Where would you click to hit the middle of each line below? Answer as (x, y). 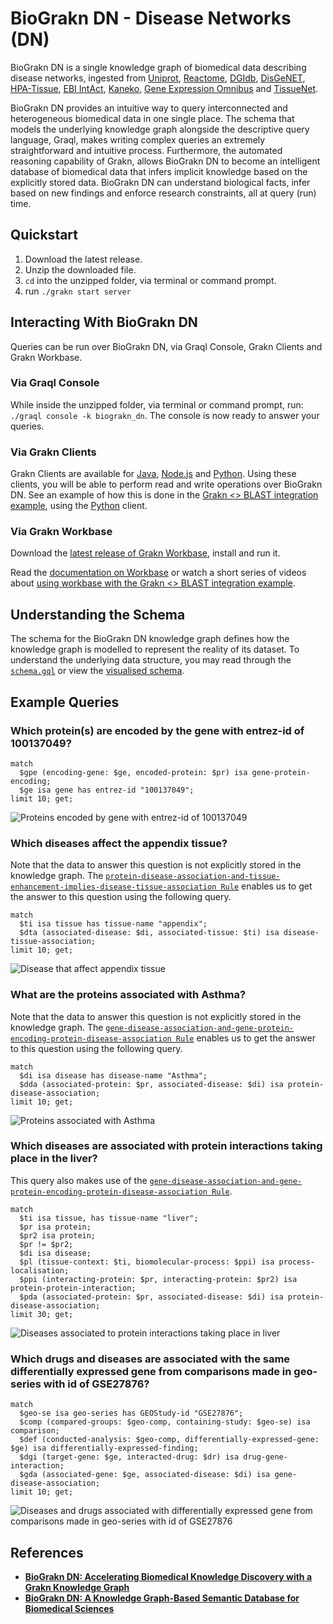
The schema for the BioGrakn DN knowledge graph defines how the (150, 639)
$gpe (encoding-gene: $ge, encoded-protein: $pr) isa (133, 772)
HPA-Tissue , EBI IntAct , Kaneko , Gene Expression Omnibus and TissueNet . (164, 88)
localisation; (40, 1270)
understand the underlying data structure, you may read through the (151, 660)
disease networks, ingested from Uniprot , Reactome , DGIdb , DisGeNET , (158, 78)
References (47, 1552)
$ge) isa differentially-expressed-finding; (104, 1448)
